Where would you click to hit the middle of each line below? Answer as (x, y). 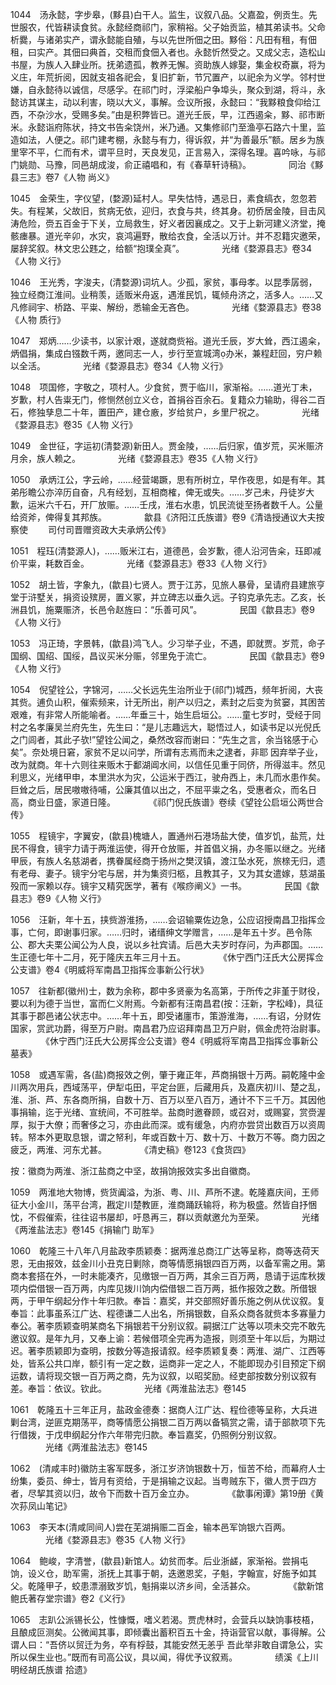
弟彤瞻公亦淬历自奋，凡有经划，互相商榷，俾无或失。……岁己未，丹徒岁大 (162, 492)
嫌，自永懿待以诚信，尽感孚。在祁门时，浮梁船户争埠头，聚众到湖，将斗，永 (168, 89)
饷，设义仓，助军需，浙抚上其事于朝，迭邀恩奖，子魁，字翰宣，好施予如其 (163, 1573)
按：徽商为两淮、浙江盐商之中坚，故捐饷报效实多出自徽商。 (133, 1171)
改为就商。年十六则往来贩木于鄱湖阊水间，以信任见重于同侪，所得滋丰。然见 (168, 764)
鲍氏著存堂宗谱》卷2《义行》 (70, 1598)
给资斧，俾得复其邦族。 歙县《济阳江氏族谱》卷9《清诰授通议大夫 (163, 517)
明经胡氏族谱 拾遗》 (51, 1669)
